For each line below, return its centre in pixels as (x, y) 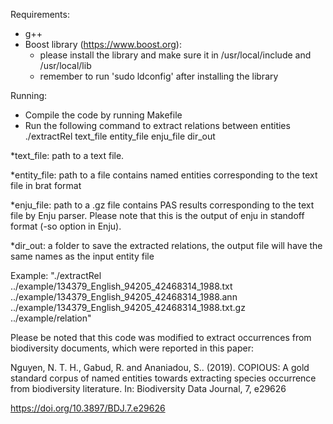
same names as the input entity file (82, 256)
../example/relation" (51, 318)
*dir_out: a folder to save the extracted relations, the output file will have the (166, 245)
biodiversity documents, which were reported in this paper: (132, 348)
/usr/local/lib (65, 65)
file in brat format (46, 185)
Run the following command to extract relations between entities (157, 125)
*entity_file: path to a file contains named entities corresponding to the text (164, 175)
